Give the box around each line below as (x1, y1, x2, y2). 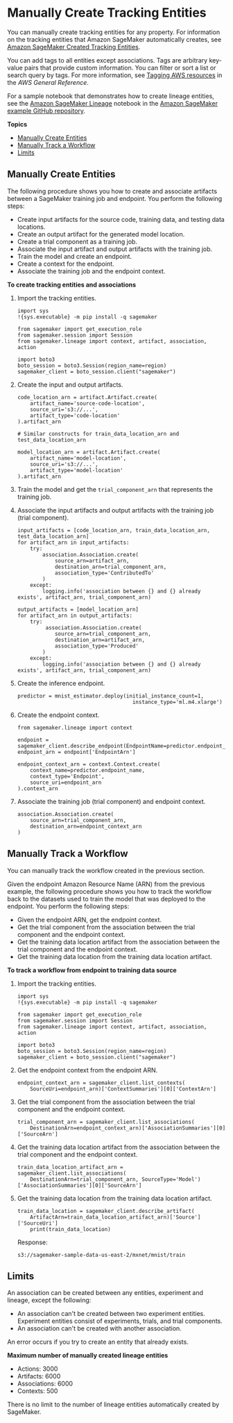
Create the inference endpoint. (17, 679, 105, 687)
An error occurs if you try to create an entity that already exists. (7, 1337, 189, 1346)
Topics (7, 120, 28, 128)
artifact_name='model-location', (30, 454, 127, 462)
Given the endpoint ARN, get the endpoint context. (17, 915, 162, 924)
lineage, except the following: (7, 1296, 92, 1305)
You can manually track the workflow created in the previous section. (7, 866, 205, 874)
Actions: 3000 (17, 1365, 58, 1373)
